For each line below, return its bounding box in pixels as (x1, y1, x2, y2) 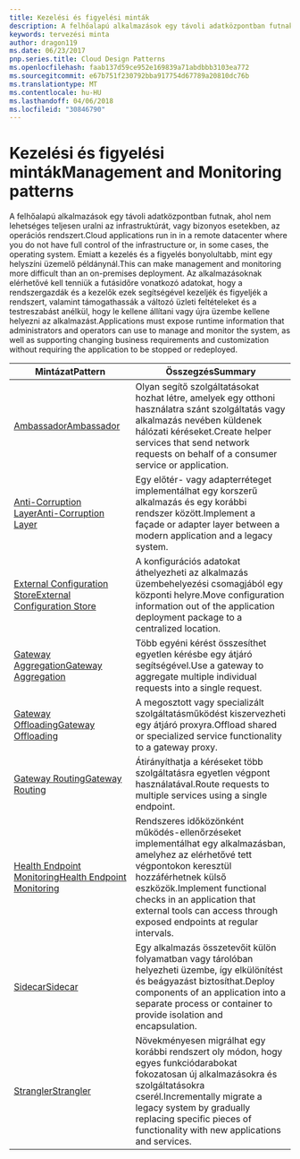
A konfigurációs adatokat (135, 555, 241, 568)
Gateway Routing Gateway (13, 772, 122, 785)
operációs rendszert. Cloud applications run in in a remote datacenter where (9, 230, 287, 241)
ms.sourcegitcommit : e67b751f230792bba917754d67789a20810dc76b (9, 72, 250, 81)
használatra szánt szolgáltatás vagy (135, 403, 286, 416)
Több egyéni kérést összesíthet (135, 637, 267, 649)
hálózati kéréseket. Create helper (135, 425, 272, 438)
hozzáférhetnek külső (135, 871, 227, 883)
